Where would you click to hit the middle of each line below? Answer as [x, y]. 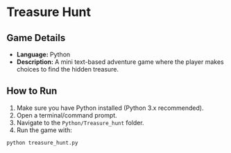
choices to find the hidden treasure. [68, 69]
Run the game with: [44, 130]
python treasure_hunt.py [42, 143]
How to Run [32, 91]
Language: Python [43, 54]
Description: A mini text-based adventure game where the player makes [120, 62]
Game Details [36, 38]
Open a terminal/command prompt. [67, 115]
